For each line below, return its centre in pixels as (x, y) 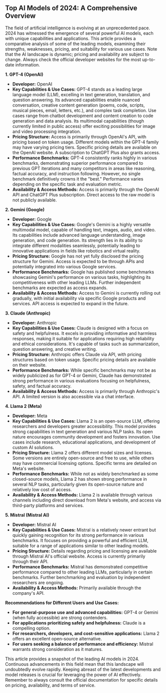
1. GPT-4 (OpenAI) (24, 74)
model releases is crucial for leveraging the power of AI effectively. (73, 675)
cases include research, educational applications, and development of (84, 442)
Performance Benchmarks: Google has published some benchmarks (83, 272)
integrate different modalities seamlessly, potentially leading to (76, 246)
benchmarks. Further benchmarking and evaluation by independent (81, 577)
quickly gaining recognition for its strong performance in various (78, 535)
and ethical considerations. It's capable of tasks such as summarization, (86, 344)
